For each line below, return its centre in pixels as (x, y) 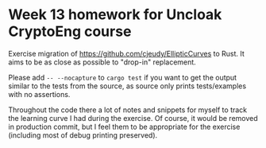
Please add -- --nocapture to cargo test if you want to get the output (122, 77)
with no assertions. (39, 94)
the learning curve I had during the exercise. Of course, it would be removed (133, 118)
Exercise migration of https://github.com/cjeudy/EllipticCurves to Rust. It (126, 53)
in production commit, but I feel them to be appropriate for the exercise (124, 127)
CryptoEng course (70, 31)
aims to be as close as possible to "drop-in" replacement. (102, 62)
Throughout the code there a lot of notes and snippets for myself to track (128, 110)
